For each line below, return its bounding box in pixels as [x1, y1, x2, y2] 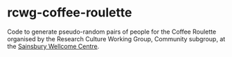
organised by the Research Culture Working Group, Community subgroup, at [7, 34, 226, 43]
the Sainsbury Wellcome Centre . [7, 42, 100, 50]
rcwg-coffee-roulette [7, 5, 132, 21]
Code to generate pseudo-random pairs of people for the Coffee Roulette [7, 27, 217, 36]
